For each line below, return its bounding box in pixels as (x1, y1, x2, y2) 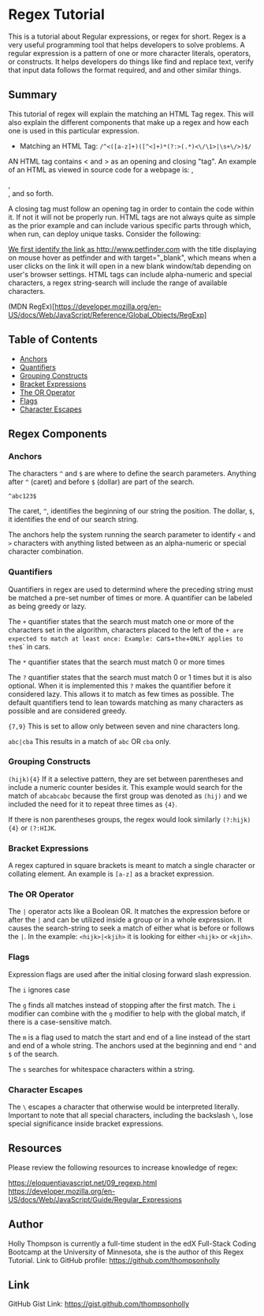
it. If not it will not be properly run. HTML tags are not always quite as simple (8, 212, 256, 222)
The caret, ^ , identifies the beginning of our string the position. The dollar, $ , (8, 506, 255, 516)
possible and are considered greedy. (8, 705, 128, 716)
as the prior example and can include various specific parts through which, (8, 220, 251, 230)
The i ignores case (8, 985, 71, 995)
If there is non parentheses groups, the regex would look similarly (8, 814, 221, 824)
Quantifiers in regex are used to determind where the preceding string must (8, 585, 254, 594)
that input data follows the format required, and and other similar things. (8, 65, 242, 74)
